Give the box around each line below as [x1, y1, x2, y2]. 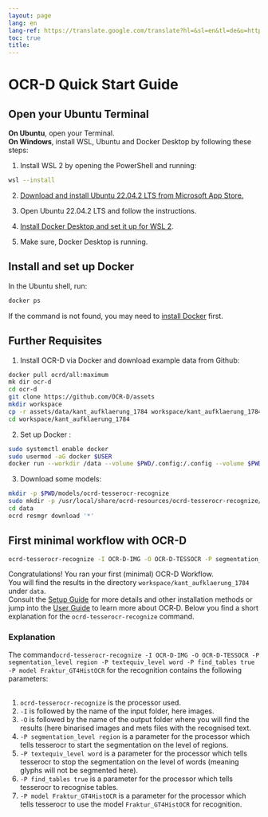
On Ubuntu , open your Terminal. [8, 128, 115, 138]
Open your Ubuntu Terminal [8, 107, 149, 120]
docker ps [8, 297, 41, 304]
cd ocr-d [8, 386, 37, 394]
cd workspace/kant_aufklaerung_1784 [8, 415, 130, 423]
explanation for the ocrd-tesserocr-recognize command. [8, 611, 195, 622]
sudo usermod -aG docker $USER [8, 452, 112, 461]
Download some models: [19, 474, 102, 484]
